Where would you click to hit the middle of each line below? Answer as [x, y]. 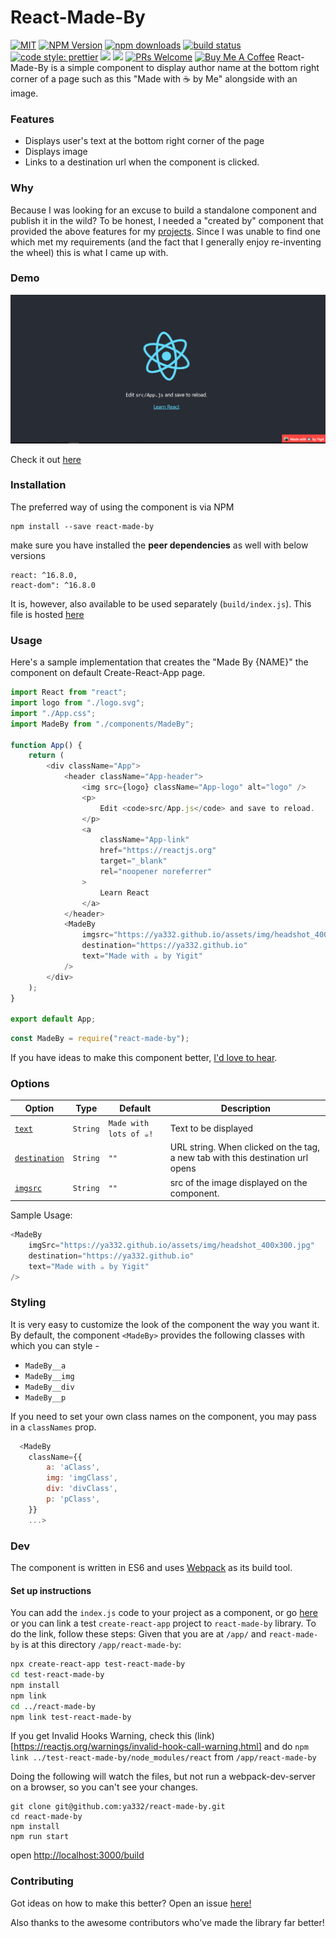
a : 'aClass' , [73, 1467]
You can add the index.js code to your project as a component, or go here [164, 1613]
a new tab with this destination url [239, 1158]
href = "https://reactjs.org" [158, 851]
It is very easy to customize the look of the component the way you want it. [165, 1324]
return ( [46, 756]
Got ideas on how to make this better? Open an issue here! [131, 1903]
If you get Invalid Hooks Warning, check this [101, 1736]
